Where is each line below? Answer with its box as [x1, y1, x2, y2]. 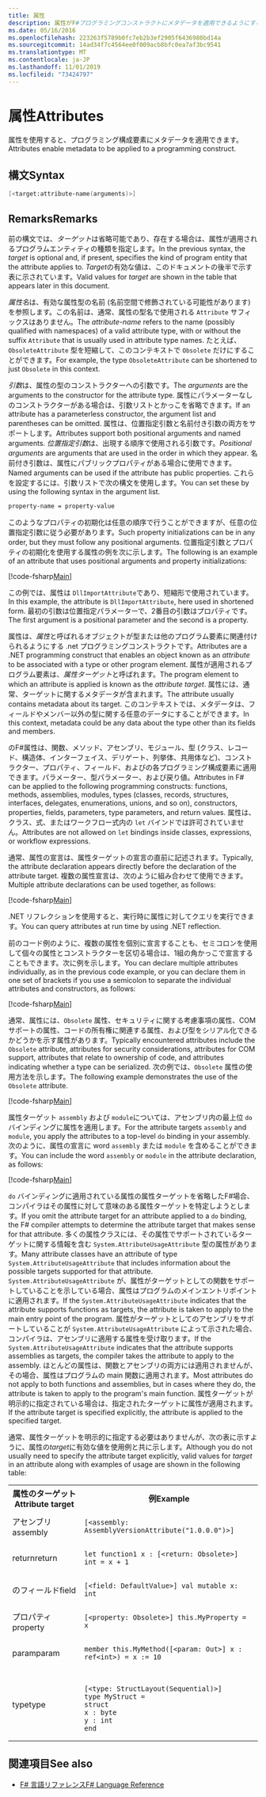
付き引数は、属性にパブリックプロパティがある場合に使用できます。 [14, 459, 236, 468]
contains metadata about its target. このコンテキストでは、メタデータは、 [8, 699, 249, 709]
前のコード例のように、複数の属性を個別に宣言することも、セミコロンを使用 [8, 938, 258, 947]
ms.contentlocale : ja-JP [8, 56, 90, 64]
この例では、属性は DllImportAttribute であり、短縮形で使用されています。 [8, 588, 253, 597]
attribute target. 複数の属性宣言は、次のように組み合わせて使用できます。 [8, 870, 248, 880]
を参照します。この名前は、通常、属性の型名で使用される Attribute [8, 307, 229, 317]
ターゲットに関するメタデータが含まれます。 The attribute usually [21, 689, 234, 699]
